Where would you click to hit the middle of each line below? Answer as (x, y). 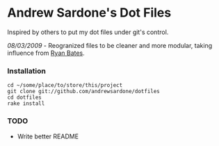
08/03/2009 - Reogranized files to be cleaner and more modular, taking (110, 45)
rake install (26, 104)
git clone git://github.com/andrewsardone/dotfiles (83, 92)
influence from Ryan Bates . (46, 53)
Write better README (48, 136)
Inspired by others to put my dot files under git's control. (88, 32)
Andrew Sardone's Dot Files (89, 13)
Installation (27, 71)
